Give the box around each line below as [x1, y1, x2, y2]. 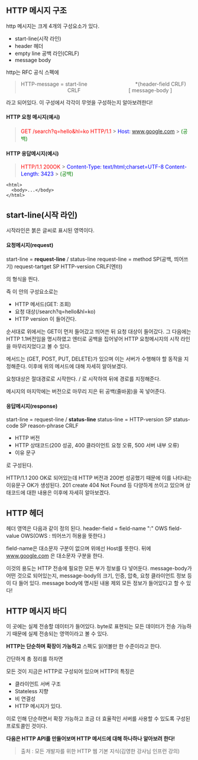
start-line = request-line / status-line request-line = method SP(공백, [6, 256, 173, 263]
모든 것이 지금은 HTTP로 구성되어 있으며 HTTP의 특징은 [6, 668, 135, 675]
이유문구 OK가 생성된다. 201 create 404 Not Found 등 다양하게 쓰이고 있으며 [6, 482, 184, 489]
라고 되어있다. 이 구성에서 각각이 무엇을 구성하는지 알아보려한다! [6, 99, 153, 106]
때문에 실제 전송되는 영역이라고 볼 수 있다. [12, 630, 109, 637]
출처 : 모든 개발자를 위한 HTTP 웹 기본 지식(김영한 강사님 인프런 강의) [20, 748, 180, 755]
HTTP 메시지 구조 [6, 5, 67, 16]
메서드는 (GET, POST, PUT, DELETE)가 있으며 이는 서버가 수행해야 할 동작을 [6, 355, 183, 362]
